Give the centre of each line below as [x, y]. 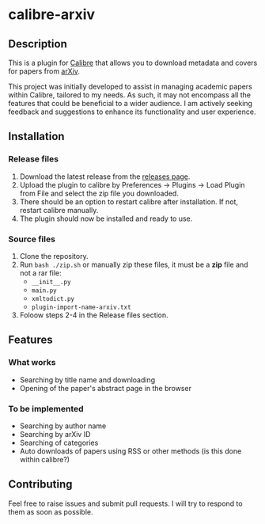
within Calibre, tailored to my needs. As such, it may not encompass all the [130, 95]
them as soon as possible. [51, 511]
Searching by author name [63, 426]
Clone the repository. [54, 256]
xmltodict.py [53, 298]
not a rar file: [40, 273]
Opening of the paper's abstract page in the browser [106, 388]
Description [38, 44]
